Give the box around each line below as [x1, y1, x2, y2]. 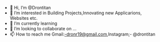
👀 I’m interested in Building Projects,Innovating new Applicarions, [9, 10, 142, 16]
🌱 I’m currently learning [9, 20, 58, 26]
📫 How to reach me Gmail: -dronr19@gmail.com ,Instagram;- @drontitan [9, 31, 156, 37]
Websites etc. [9, 15, 38, 21]
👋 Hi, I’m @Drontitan [9, 5, 51, 10]
